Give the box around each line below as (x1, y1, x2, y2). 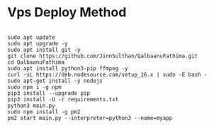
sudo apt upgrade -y (7, 40, 69, 47)
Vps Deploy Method (7, 4, 127, 21)
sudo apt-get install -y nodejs (7, 77, 103, 84)
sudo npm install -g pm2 (7, 108, 81, 116)
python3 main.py (7, 102, 55, 109)
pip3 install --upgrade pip (7, 89, 91, 96)
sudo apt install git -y (7, 46, 81, 53)
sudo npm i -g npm (7, 83, 62, 91)
